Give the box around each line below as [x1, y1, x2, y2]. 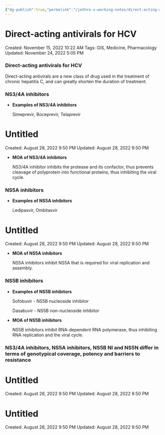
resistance [5, 356, 31, 363]
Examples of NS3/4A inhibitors [12, 102, 77, 108]
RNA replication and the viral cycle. [12, 332, 83, 338]
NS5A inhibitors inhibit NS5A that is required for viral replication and [12, 260, 150, 266]
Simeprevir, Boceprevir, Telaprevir [12, 112, 81, 117]
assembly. [12, 265, 33, 271]
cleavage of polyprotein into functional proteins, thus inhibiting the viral [12, 169, 157, 175]
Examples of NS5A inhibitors [12, 198, 72, 204]
